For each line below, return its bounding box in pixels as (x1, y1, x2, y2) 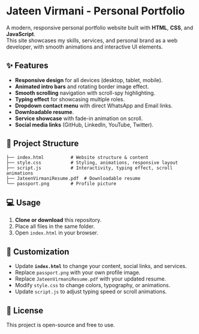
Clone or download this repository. (14, 216, 102, 224)
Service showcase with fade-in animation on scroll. (14, 115, 143, 122)
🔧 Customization (6, 246, 70, 257)
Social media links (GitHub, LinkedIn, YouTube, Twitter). (14, 121, 154, 128)
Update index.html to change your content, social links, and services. (14, 263, 187, 270)
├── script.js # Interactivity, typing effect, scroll (6, 165, 173, 171)
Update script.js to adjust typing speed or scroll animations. (14, 288, 167, 295)
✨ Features (6, 61, 49, 71)
